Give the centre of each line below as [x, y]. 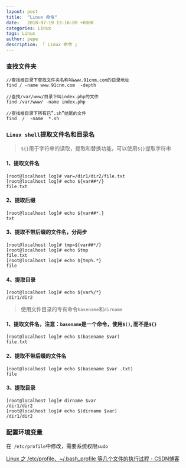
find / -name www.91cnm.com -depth [51, 85]
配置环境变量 [25, 432]
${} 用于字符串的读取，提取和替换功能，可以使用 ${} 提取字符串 [96, 149]
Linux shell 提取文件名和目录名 [50, 135]
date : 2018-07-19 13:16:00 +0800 [50, 22]
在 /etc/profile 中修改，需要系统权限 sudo [57, 446]
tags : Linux [21, 34]
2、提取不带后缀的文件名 [36, 356]
